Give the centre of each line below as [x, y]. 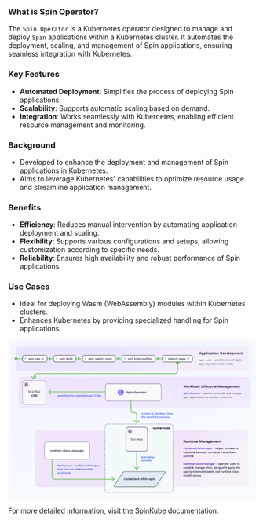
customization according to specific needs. [89, 250]
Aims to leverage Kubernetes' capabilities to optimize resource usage [132, 178]
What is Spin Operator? [53, 12]
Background [32, 145]
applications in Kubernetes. [64, 170]
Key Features [34, 75]
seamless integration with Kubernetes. [70, 54]
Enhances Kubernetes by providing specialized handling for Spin [124, 320]
